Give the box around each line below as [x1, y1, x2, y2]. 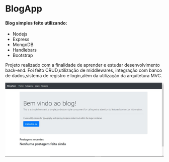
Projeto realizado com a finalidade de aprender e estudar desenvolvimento [5, 62, 160, 68]
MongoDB [12, 42, 34, 48]
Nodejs [12, 31, 28, 37]
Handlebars [12, 47, 37, 53]
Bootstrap [12, 52, 33, 58]
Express [12, 36, 30, 43]
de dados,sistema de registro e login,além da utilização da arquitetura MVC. [5, 73, 162, 79]
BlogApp [5, 3, 43, 15]
